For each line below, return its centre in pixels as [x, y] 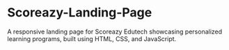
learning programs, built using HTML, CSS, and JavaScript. [92, 38]
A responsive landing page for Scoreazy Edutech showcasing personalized [115, 32]
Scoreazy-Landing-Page [80, 13]
